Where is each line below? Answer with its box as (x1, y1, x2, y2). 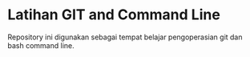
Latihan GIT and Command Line (7, 6, 221, 24)
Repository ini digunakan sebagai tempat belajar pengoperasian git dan (7, 32, 243, 42)
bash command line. (7, 40, 75, 50)
